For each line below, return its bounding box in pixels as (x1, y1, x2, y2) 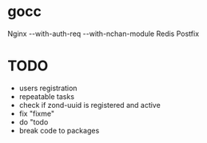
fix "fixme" (18, 109, 55, 118)
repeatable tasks (18, 91, 75, 101)
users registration (18, 83, 78, 93)
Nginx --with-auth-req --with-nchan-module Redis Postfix (7, 29, 200, 38)
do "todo (18, 117, 49, 126)
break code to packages (18, 125, 100, 135)
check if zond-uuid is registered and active (18, 100, 161, 109)
